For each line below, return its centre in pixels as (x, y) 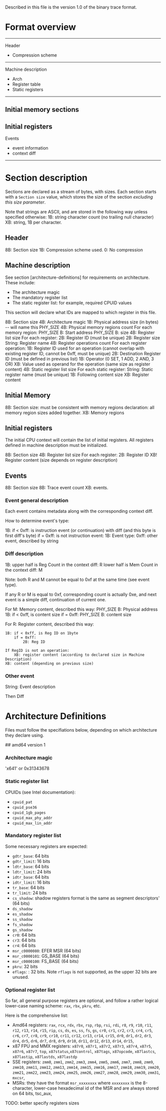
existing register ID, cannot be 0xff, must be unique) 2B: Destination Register (83, 353)
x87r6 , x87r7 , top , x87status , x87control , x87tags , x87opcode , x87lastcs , (84, 1052)
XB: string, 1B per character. (34, 222)
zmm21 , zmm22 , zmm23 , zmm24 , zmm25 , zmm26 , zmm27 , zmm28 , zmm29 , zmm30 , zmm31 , (86, 1072)
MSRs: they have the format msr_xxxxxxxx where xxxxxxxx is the (77, 1083)
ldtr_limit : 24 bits (32, 872)
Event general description (37, 501)
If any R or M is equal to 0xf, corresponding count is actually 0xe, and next (81, 594)
